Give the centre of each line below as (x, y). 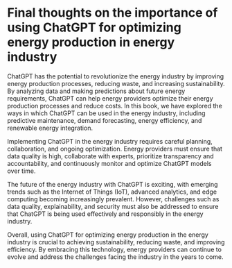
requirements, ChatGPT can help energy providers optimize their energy (110, 98)
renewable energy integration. (50, 128)
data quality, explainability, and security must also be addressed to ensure (113, 206)
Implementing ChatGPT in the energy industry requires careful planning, (110, 141)
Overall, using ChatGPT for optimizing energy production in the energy (108, 235)
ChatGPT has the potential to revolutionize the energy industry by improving (116, 76)
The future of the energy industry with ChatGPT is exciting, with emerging (113, 184)
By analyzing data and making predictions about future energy (96, 91)
